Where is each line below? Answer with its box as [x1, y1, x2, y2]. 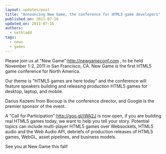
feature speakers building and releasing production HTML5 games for [5, 83, 148, 89]
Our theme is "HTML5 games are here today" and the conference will [5, 78, 147, 84]
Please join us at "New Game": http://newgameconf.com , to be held [5, 57, 143, 63]
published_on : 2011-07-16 [5, 16, 58, 21]
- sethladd [9, 30, 32, 35]
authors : [5, 26, 23, 31]
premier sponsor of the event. [5, 103, 66, 109]
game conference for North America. [5, 68, 81, 74]
